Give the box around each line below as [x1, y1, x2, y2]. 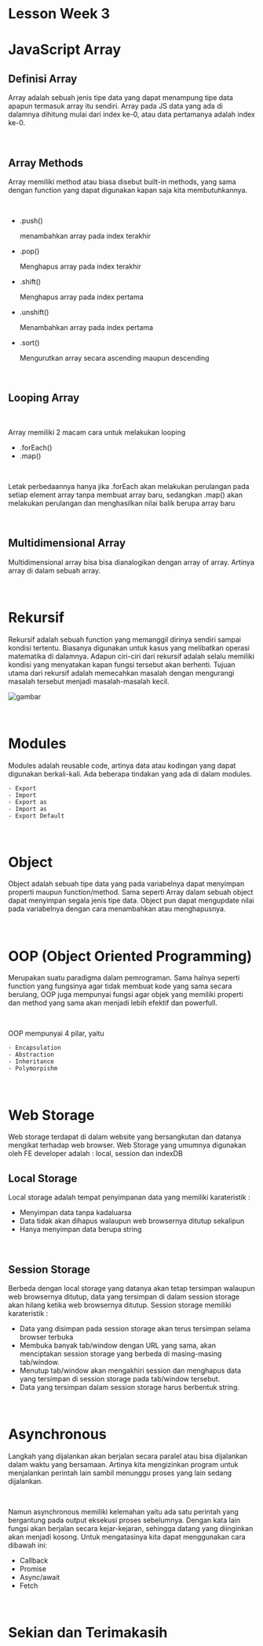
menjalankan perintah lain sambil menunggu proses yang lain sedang [8, 1468, 232, 1477]
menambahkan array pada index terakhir [19, 232, 152, 240]
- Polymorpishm [8, 1065, 58, 1073]
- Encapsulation [8, 1044, 61, 1052]
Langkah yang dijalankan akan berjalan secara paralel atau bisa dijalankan [8, 1451, 248, 1461]
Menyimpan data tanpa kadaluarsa [19, 1208, 132, 1218]
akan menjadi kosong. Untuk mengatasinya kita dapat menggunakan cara [8, 1532, 246, 1541]
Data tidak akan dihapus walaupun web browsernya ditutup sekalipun [19, 1216, 245, 1225]
